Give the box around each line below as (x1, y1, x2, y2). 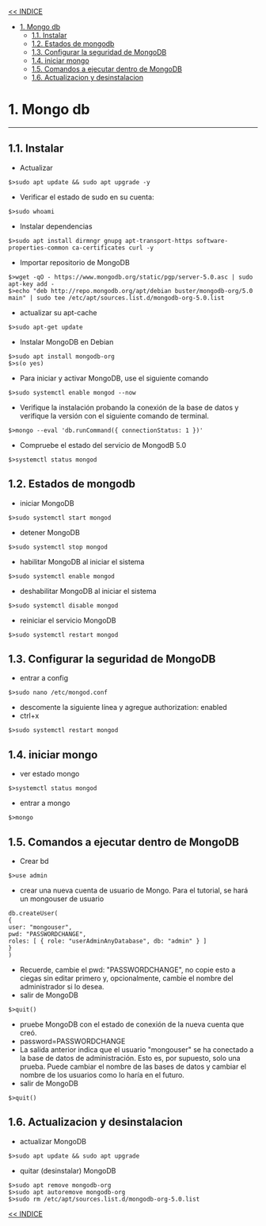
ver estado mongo (19, 769, 80, 779)
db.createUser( (8, 909, 59, 917)
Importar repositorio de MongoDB (19, 257, 131, 267)
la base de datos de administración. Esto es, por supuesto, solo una (19, 1054, 241, 1062)
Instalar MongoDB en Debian (19, 337, 114, 346)
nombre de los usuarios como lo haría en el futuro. (19, 1070, 184, 1079)
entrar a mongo (19, 798, 70, 808)
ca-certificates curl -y (71, 244, 154, 252)
